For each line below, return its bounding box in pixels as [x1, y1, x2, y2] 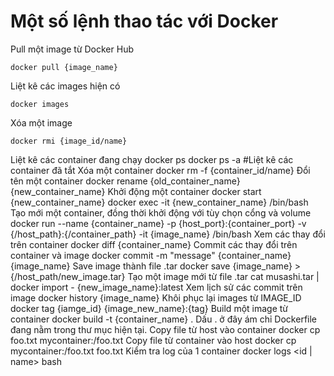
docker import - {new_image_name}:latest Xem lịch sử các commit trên [10, 281, 303, 293]
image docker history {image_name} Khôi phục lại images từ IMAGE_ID [10, 291, 302, 304]
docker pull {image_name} [10, 62, 118, 72]
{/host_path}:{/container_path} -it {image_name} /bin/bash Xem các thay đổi [10, 228, 326, 240]
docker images [10, 99, 70, 109]
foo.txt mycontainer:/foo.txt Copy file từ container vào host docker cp [10, 334, 297, 346]
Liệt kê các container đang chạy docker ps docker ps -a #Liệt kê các [10, 153, 294, 165]
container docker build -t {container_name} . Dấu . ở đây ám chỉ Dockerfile [10, 313, 318, 325]
